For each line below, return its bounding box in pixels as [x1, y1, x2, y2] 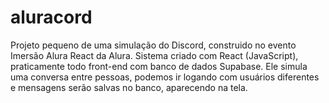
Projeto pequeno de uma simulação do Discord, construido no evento [10, 39, 297, 51]
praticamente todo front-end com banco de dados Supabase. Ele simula [10, 60, 308, 72]
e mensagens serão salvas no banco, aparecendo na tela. [10, 81, 248, 93]
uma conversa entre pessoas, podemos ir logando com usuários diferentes [10, 71, 320, 83]
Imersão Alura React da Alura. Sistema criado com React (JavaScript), [10, 49, 299, 61]
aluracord [10, 6, 93, 29]
